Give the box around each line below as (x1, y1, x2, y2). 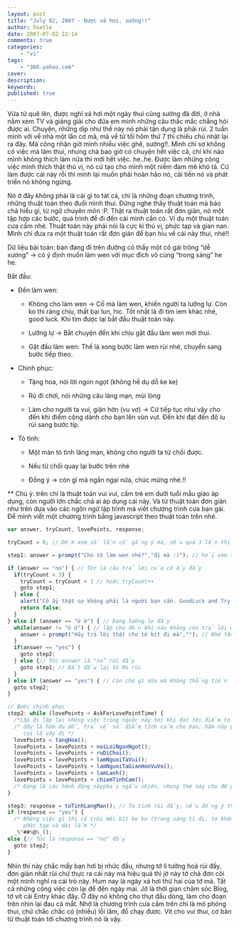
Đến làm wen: (17, 286, 58, 294)
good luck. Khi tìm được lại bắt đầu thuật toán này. (28, 315, 176, 324)
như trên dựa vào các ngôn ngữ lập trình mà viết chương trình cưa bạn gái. (7, 505, 225, 513)
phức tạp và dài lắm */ (23, 822, 97, 830)
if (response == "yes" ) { (7, 809, 84, 816)
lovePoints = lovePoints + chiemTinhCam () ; (14, 776, 144, 783)
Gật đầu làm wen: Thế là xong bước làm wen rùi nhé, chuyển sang (28, 343, 222, 351)
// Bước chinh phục (7, 703, 65, 711)
